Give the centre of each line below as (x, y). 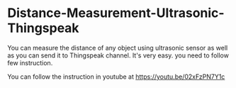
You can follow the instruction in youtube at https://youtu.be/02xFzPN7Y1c (116, 77)
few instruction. (30, 62)
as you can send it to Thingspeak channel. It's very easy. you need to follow (118, 55)
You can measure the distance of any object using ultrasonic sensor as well (118, 48)
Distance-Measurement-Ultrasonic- (116, 13)
